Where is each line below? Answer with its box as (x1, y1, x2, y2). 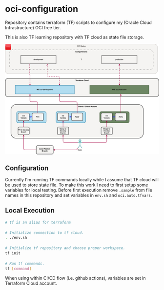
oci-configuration (5, 3, 79, 15)
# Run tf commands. (5, 261, 45, 266)
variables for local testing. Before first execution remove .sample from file (5, 187, 152, 193)
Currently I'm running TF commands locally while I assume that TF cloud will (5, 177, 159, 182)
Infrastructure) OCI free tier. (5, 24, 61, 30)
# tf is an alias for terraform (5, 220, 71, 225)
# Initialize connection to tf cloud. (5, 230, 84, 235)
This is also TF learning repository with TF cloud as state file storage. (5, 34, 144, 40)
